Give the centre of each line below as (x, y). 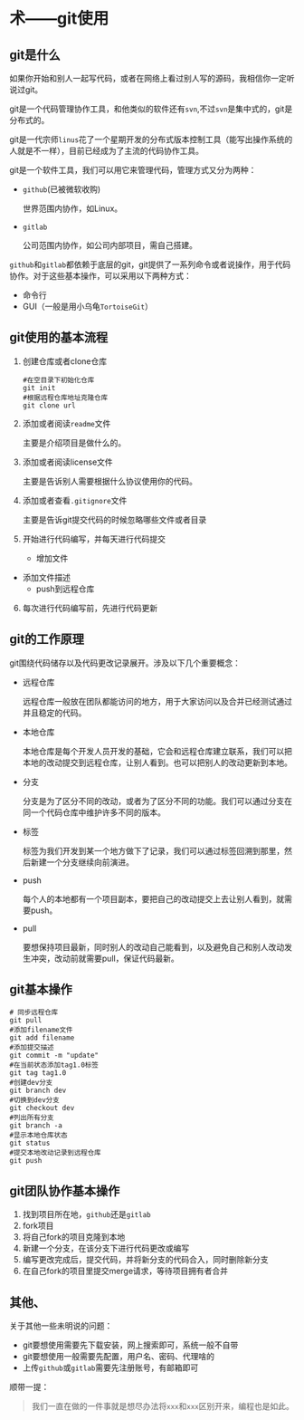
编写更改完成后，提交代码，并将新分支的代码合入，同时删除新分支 (145, 1260)
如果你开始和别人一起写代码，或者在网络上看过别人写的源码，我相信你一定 (148, 78)
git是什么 (35, 55)
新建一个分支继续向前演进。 (82, 862)
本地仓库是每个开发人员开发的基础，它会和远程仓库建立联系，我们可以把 (157, 751)
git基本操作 (41, 989)
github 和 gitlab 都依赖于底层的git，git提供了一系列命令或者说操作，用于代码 (150, 264)
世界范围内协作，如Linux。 (72, 208)
